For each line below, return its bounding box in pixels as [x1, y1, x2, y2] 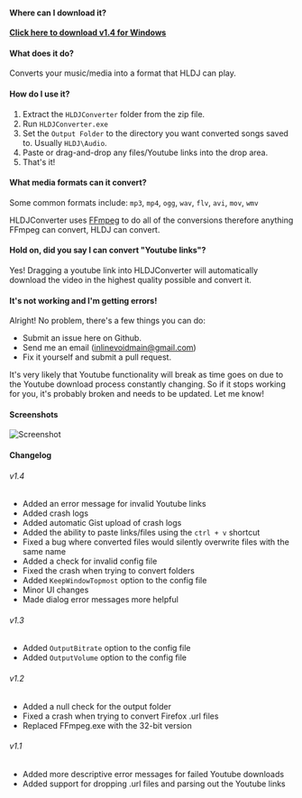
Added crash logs [22, 508, 88, 518]
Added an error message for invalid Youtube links [22, 499, 206, 509]
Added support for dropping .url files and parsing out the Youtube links [22, 778, 286, 789]
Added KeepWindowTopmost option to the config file [22, 575, 207, 586]
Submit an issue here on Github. [22, 333, 142, 344]
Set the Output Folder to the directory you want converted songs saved [22, 127, 288, 139]
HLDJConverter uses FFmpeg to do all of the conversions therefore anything [9, 215, 294, 225]
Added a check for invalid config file [22, 555, 158, 567]
